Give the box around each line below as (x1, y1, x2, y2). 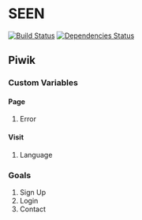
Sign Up (19, 187, 46, 197)
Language (19, 150, 53, 159)
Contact (19, 204, 46, 214)
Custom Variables (8, 77, 79, 88)
